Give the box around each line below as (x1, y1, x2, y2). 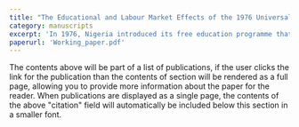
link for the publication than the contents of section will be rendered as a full (9, 72, 288, 83)
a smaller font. (9, 109, 62, 120)
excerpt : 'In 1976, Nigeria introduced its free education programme (9, 29, 273, 38)
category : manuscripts (9, 21, 93, 30)
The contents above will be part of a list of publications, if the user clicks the (9, 62, 289, 73)
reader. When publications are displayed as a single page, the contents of (9, 91, 279, 101)
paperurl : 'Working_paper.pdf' (9, 37, 125, 47)
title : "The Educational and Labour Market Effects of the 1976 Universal (9, 12, 293, 22)
